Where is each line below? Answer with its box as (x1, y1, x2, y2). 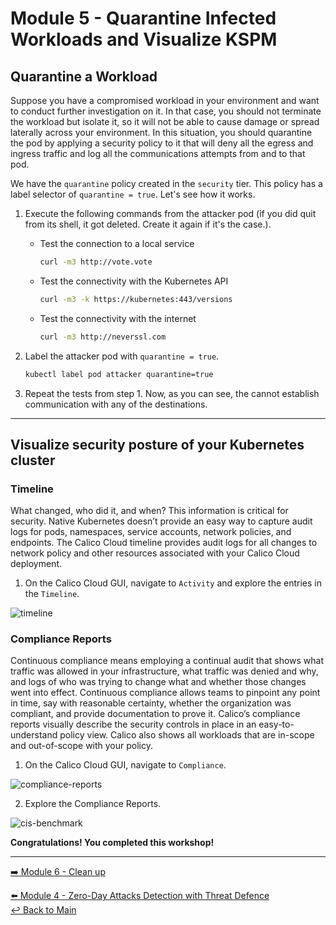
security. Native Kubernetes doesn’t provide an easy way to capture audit (10, 515, 313, 527)
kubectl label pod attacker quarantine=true (24, 369, 214, 379)
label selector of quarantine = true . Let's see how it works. (10, 188, 256, 200)
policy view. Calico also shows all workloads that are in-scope (59, 729, 315, 741)
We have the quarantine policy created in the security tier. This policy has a (10, 178, 323, 189)
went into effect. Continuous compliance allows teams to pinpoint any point (10, 687, 321, 699)
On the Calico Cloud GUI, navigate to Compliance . (24, 759, 227, 771)
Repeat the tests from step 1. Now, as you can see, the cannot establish (24, 387, 320, 399)
